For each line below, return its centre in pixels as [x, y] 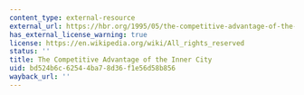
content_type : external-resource [72, 18]
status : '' [30, 52]
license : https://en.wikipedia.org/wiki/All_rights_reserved [127, 43]
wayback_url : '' [40, 77]
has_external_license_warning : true [78, 34]
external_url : [36, 26]
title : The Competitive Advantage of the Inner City [111, 60]
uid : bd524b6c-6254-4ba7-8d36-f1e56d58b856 [93, 69]
